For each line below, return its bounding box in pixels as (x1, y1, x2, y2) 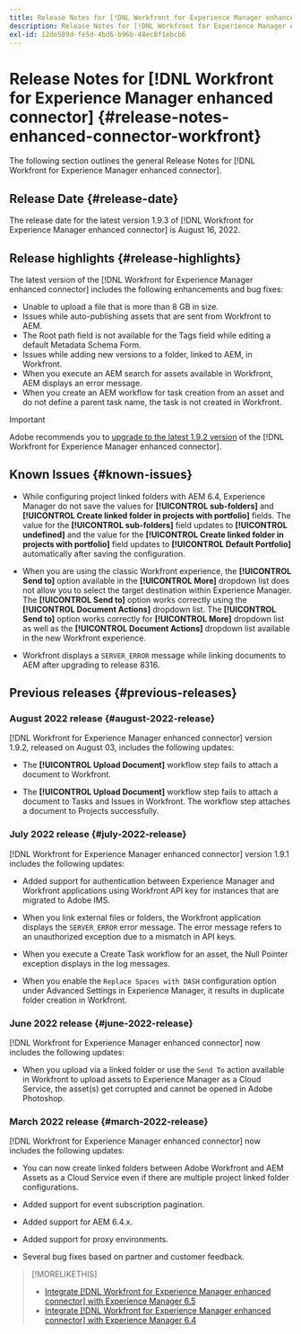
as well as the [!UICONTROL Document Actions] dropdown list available (21, 623, 291, 633)
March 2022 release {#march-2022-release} (9, 1115, 209, 1127)
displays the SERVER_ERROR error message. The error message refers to (21, 922, 282, 932)
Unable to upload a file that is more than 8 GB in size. (21, 301, 219, 312)
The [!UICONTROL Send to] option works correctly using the (21, 594, 248, 605)
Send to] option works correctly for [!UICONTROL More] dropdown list (21, 613, 285, 624)
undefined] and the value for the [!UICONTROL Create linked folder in (21, 529, 285, 540)
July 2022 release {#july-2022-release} (9, 828, 187, 841)
